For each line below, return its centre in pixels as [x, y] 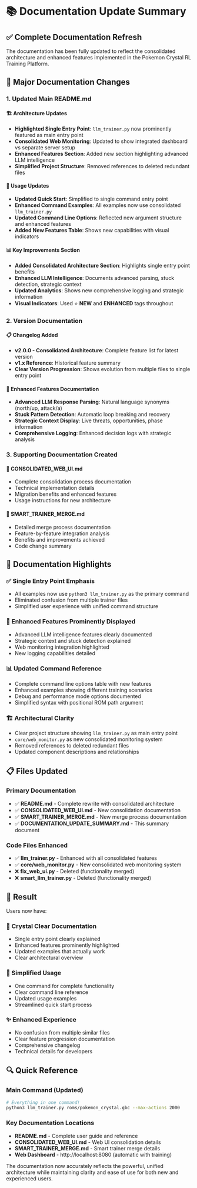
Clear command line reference [51, 992]
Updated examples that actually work [60, 952]
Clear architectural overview [49, 958]
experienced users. [29, 1178]
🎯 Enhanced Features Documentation [53, 389]
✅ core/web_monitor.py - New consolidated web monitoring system [98, 865]
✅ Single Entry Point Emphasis [51, 581]
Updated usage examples [46, 998]
